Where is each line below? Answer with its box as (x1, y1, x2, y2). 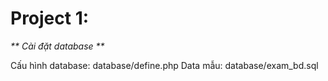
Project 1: (10, 7, 90, 30)
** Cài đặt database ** (10, 40, 105, 52)
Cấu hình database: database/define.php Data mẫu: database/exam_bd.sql (10, 59, 319, 71)
